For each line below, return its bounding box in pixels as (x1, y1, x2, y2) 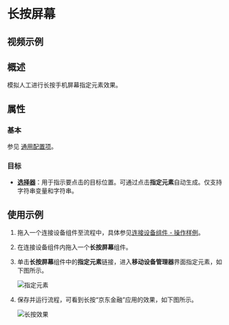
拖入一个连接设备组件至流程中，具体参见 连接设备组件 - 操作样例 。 (17, 229, 205, 237)
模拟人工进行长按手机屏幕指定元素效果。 (7, 81, 122, 90)
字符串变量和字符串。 (17, 187, 78, 195)
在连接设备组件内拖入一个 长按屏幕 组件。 (17, 243, 132, 251)
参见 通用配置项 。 (7, 143, 57, 151)
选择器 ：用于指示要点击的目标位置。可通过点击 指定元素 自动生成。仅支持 (17, 178, 222, 187)
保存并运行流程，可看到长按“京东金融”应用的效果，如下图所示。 (17, 295, 198, 304)
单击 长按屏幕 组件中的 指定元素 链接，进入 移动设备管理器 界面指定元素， (17, 258, 217, 266)
